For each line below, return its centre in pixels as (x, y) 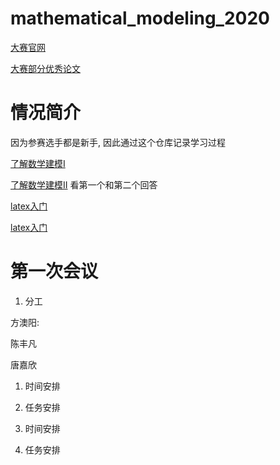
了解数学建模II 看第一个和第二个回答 (84, 184)
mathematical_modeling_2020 (140, 18)
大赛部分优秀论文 (45, 68)
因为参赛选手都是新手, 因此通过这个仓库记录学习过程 (118, 142)
